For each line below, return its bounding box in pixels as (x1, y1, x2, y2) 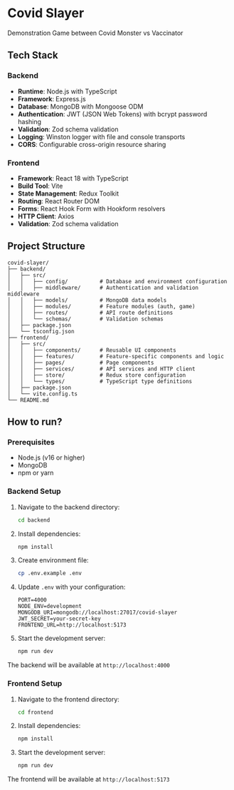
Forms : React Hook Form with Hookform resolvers (17, 204, 166, 213)
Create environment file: (17, 556, 89, 564)
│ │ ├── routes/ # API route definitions (7, 309, 174, 316)
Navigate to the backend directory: (17, 502, 120, 511)
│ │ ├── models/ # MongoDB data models (7, 296, 167, 304)
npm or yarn (17, 469, 54, 477)
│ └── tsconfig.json (7, 328, 75, 335)
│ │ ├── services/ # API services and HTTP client (7, 365, 196, 373)
